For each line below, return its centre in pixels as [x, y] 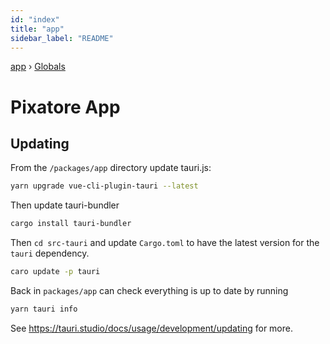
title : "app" [37, 29]
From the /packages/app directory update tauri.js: [111, 168]
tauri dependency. [50, 253]
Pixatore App [65, 107]
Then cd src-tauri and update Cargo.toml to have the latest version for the [165, 243]
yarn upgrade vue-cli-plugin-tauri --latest [104, 186]
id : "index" [35, 19]
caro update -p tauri [55, 272]
